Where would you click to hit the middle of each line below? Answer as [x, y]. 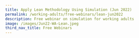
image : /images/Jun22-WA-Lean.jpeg [42, 23]
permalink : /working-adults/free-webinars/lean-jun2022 [64, 14]
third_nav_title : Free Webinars [38, 28]
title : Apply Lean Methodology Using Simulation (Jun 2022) [69, 10]
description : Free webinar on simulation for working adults [70, 19]
